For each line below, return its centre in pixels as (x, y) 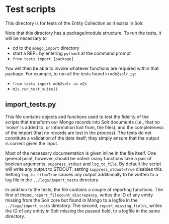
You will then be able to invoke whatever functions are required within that (82, 68)
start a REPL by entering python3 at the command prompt (71, 53)
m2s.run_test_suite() (35, 89)
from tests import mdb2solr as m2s (50, 84)
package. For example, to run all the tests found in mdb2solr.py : (71, 73)
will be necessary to (26, 38)
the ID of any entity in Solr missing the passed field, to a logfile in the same (83, 211)
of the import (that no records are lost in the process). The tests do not (78, 133)
